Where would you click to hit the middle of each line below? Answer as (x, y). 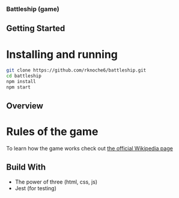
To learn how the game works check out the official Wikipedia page (89, 149)
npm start (19, 87)
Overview (25, 106)
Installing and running (62, 54)
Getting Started (36, 29)
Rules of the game (52, 132)
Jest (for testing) (36, 188)
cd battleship (24, 76)
